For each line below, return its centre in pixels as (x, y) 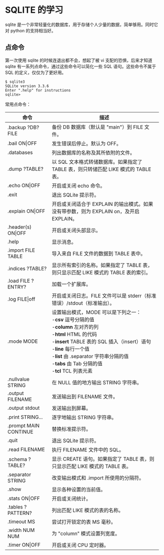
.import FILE (21, 250)
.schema (17, 459)
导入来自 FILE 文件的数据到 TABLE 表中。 (99, 253)
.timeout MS (21, 521)
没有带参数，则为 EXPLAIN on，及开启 (96, 211)
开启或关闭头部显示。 (76, 230)
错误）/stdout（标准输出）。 (83, 303)
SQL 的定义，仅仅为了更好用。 (36, 72)
